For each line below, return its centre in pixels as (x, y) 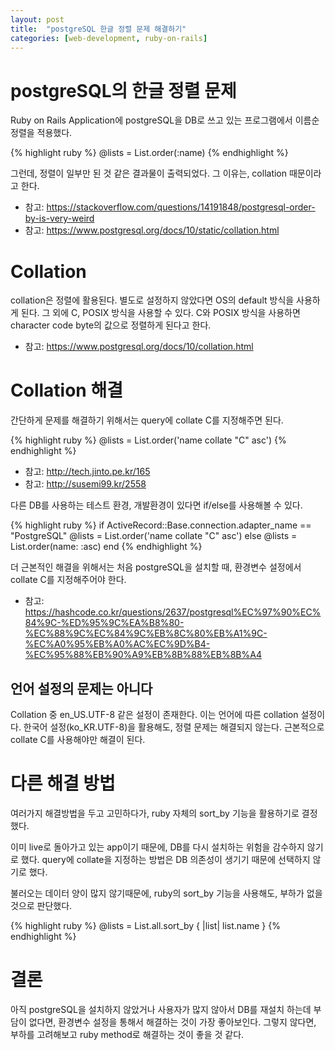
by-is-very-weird (59, 218)
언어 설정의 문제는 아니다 (81, 688)
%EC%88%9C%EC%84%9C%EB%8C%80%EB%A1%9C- (146, 633)
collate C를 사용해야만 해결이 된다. (78, 739)
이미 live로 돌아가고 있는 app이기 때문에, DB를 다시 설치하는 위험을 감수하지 (157, 847)
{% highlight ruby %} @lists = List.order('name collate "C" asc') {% (148, 440)
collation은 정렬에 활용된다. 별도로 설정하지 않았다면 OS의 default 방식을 (152, 300)
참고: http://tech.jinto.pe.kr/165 (87, 472)
